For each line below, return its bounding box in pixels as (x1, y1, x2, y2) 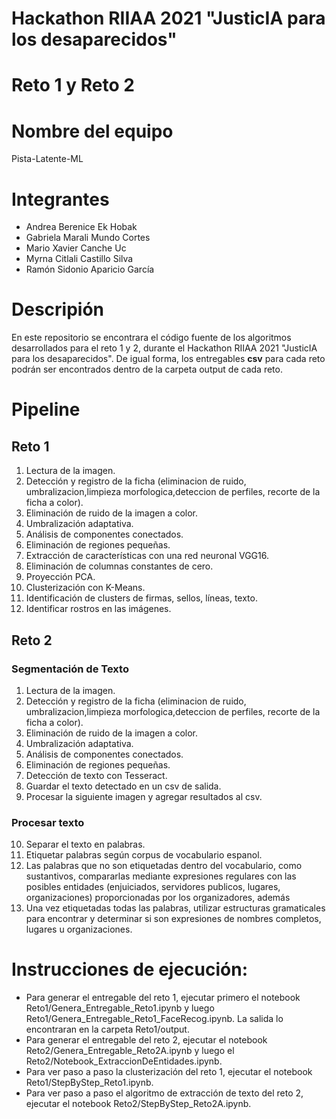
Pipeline (11, 398, 81, 421)
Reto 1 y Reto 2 (11, 74, 135, 97)
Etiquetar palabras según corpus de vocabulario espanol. (25, 849, 263, 861)
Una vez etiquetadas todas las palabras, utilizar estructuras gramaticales (25, 902, 326, 914)
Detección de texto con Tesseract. (25, 769, 168, 781)
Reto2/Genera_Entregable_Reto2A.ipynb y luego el (25, 1045, 235, 1057)
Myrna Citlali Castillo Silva (25, 253, 134, 265)
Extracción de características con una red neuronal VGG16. (25, 550, 269, 562)
